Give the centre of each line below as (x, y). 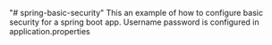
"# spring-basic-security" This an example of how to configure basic (136, 13)
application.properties (50, 31)
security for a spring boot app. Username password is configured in (134, 22)
